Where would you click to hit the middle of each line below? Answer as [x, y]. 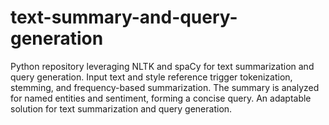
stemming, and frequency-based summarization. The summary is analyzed [165, 87]
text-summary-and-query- [124, 17]
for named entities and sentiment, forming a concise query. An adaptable [161, 98]
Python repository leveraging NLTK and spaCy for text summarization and [162, 66]
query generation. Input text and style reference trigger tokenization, [151, 77]
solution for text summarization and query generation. [121, 108]
